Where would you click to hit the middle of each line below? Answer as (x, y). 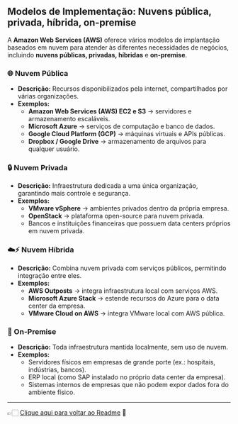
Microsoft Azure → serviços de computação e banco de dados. (121, 126)
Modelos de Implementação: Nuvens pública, (109, 12)
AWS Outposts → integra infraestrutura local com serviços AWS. (123, 291)
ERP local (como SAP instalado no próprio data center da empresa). (127, 377)
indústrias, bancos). (57, 369)
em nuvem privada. (56, 231)
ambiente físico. (52, 392)
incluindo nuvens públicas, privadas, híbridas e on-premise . (97, 55)
